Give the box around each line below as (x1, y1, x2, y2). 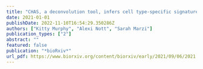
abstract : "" (6, 37, 39, 43)
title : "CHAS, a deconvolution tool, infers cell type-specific (6, 8, 172, 15)
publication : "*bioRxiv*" (6, 48, 71, 54)
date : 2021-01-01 (6, 14, 50, 20)
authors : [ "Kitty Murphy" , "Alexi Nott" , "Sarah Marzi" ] (6, 25, 153, 32)
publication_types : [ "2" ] (6, 31, 71, 37)
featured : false (6, 43, 47, 49)
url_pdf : (6, 53, 28, 59)
